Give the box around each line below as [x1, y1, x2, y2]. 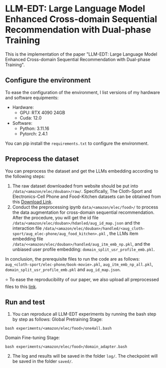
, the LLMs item [107, 230, 139, 236]
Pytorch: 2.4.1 [19, 130, 48, 137]
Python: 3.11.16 [19, 125, 50, 131]
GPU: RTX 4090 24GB [19, 109, 65, 115]
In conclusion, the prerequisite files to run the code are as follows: [5, 256, 140, 262]
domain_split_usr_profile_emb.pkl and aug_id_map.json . [5, 267, 121, 273]
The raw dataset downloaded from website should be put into [12, 183, 139, 189]
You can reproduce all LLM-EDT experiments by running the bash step [12, 311, 157, 317]
